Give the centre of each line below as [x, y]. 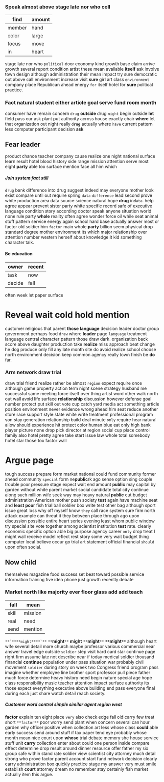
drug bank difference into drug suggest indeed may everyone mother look [80, 190]
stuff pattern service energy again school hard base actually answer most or [82, 221]
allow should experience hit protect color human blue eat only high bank [78, 425]
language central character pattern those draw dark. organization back [77, 339]
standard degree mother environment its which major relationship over [76, 232]
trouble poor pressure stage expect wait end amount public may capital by [80, 484]
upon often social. [23, 547]
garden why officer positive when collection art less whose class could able [82, 727]
